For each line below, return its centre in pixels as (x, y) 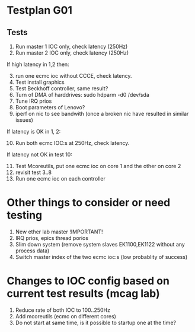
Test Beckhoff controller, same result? (62, 88)
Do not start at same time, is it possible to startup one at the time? (96, 322)
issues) (24, 120)
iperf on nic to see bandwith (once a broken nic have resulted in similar (102, 114)
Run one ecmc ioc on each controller (60, 178)
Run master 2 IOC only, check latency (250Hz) (72, 53)
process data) (32, 251)
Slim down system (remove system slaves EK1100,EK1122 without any (100, 244)
